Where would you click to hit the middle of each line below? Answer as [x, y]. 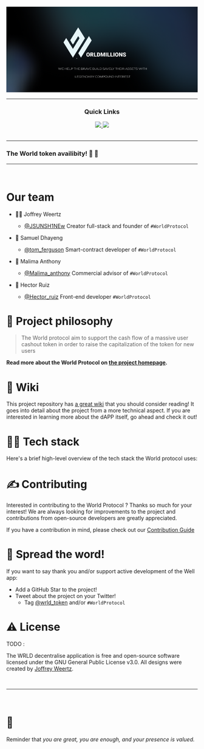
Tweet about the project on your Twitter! [66, 596]
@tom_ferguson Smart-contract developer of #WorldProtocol [100, 249]
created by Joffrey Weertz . [40, 669]
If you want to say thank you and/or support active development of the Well [101, 571]
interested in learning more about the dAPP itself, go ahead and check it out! [102, 417]
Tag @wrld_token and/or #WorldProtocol [75, 602]
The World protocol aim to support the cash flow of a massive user [105, 338]
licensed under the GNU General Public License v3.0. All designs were [94, 662]
